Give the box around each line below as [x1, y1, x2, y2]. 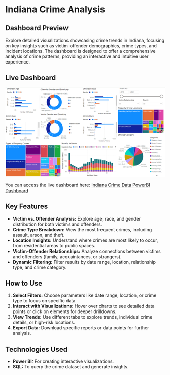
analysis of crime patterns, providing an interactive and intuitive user [5, 53, 149, 59]
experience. [5, 59, 30, 65]
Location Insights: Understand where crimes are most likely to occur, [12, 237, 158, 243]
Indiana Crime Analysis [5, 4, 106, 15]
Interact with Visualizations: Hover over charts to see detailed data [12, 303, 155, 309]
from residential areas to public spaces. [12, 242, 95, 248]
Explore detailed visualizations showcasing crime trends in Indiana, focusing [5, 37, 165, 43]
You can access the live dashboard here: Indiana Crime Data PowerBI [5, 182, 151, 188]
